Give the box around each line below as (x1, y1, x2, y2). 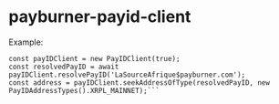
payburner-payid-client (8, 6, 191, 27)
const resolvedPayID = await (8, 62, 119, 71)
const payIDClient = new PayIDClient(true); (8, 54, 181, 63)
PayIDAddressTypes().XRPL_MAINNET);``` (8, 86, 160, 95)
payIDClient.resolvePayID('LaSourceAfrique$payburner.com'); (8, 70, 246, 79)
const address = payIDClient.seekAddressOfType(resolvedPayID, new (8, 78, 271, 88)
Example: (8, 36, 44, 47)
